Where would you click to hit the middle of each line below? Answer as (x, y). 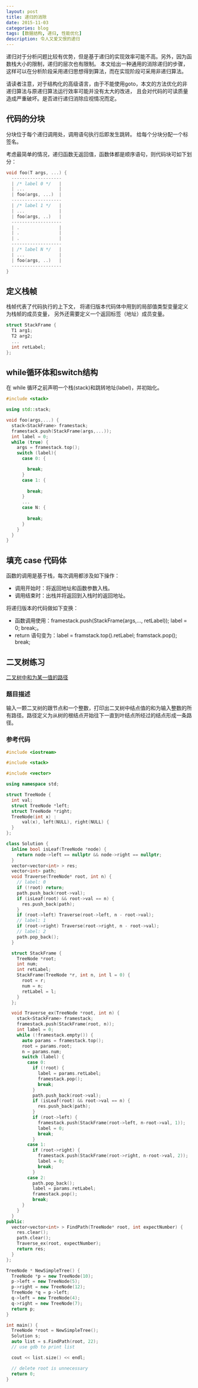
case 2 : (37, 1177)
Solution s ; (26, 1336)
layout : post (22, 12)
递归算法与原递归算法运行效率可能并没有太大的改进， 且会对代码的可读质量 (97, 91)
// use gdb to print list (43, 1347)
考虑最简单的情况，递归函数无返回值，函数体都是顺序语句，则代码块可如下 (96, 154)
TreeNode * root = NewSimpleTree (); (55, 1331)
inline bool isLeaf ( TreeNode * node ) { (59, 849)
